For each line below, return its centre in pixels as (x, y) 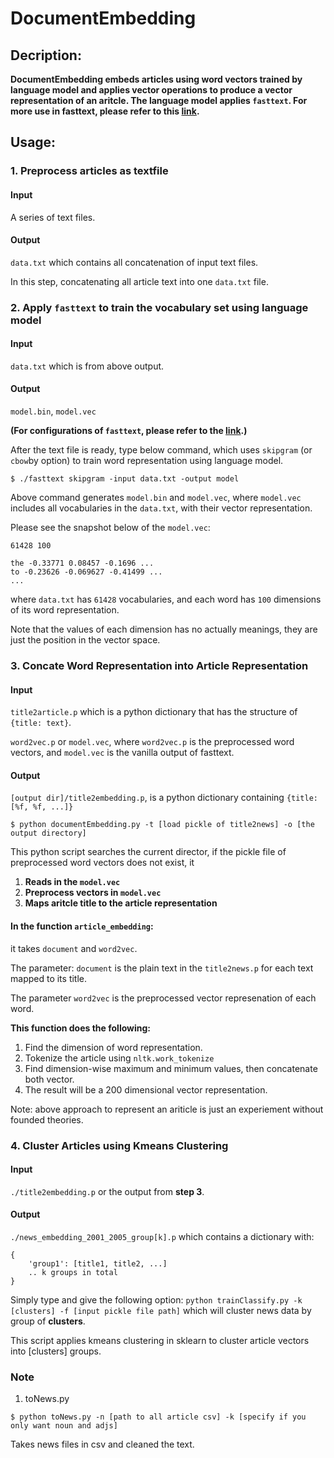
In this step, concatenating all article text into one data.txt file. (139, 281)
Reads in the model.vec (72, 882)
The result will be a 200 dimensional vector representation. (146, 1089)
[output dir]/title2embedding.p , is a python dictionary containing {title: (164, 798)
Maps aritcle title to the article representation (121, 903)
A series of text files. (53, 217)
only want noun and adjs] (64, 1426)
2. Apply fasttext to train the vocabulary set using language (159, 307)
